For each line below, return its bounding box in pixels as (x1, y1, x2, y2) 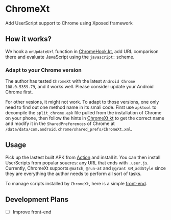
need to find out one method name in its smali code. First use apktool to (5, 104, 157, 110)
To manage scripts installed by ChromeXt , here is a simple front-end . (5, 180, 148, 186)
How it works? (5, 35, 52, 43)
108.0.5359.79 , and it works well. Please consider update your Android (5, 84, 154, 90)
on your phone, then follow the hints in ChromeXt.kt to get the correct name (5, 115, 165, 121)
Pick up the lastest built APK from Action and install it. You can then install (5, 154, 161, 160)
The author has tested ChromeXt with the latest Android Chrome (5, 78, 135, 84)
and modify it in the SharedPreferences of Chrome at (5, 120, 115, 127)
